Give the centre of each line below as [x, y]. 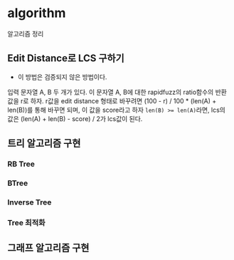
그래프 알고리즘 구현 [48, 248]
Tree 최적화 [26, 222]
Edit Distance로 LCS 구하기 [66, 58]
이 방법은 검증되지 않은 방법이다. [62, 77]
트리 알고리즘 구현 [44, 144]
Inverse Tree [30, 202]
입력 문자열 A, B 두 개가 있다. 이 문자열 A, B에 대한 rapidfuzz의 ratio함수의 [111, 92]
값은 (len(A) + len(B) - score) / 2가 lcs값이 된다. [75, 118]
